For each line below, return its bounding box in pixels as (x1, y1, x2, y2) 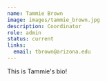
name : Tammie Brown (7, 10, 64, 17)
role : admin (7, 29, 41, 36)
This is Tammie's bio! (7, 67, 68, 76)
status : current (7, 36, 54, 43)
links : (7, 42, 26, 49)
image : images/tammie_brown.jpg (7, 16, 100, 23)
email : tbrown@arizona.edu (13, 49, 91, 56)
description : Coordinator (7, 23, 81, 30)
